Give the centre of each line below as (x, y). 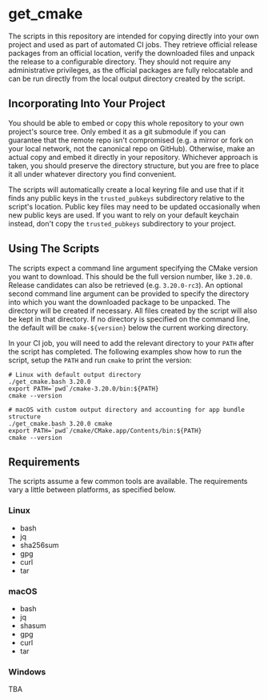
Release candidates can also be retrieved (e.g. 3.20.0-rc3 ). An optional (126, 285)
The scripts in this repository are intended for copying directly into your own (134, 36)
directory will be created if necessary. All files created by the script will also (133, 310)
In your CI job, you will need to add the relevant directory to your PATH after (131, 343)
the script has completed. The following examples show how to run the (125, 351)
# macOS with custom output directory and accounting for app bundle (127, 410)
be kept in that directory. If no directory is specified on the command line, (129, 319)
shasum (33, 626)
